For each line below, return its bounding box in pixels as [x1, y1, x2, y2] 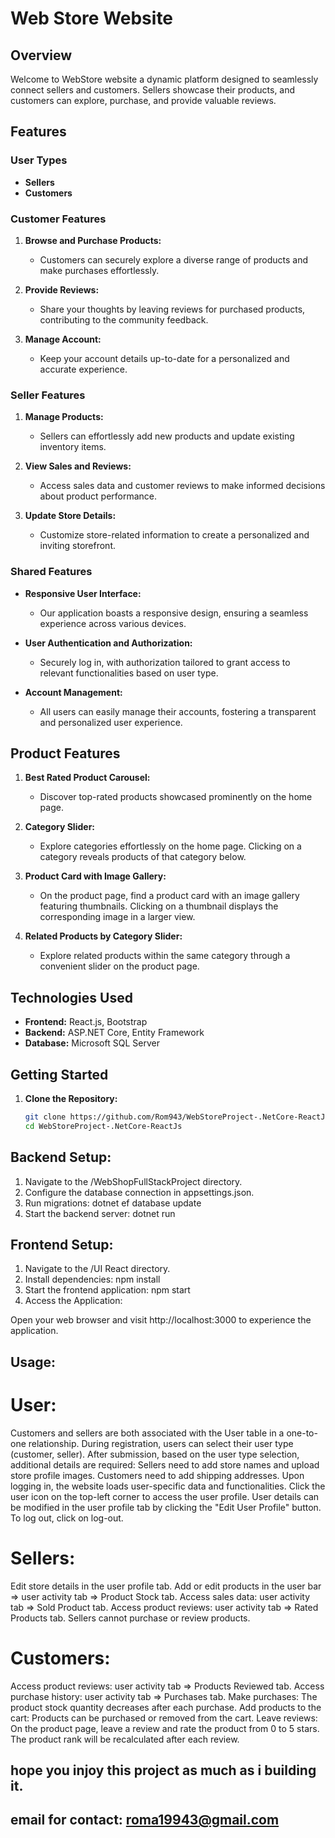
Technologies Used [10, 989, 133, 1006]
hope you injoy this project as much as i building [10, 1762, 317, 1779]
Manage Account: [24, 333, 102, 345]
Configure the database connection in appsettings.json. [24, 1186, 255, 1198]
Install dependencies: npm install [24, 1273, 161, 1286]
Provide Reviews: [24, 283, 100, 296]
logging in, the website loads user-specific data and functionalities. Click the [10, 1480, 326, 1492]
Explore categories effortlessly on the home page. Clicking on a [39, 840, 302, 852]
